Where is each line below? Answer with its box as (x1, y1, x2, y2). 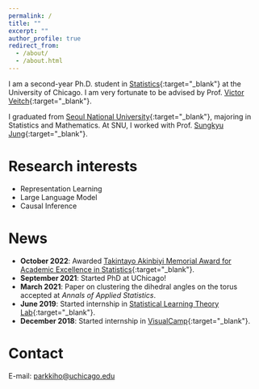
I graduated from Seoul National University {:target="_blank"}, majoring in (8, 111, 252, 121)
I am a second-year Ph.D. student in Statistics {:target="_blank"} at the (8, 78, 242, 89)
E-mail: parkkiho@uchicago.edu (8, 370, 115, 380)
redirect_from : (8, 42, 60, 50)
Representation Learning (19, 183, 102, 194)
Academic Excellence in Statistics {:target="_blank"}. (19, 264, 195, 274)
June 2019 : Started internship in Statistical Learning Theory (19, 299, 219, 308)
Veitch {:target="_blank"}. (8, 96, 93, 106)
